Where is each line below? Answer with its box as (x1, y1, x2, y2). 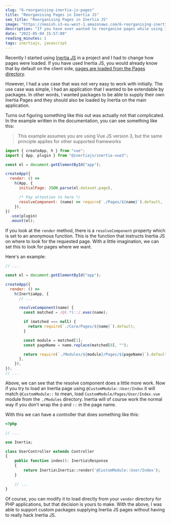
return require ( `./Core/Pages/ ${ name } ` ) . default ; (27, 324, 136, 329)
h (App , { (14, 181, 33, 186)
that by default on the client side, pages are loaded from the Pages (5, 65, 146, 71)
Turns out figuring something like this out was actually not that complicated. (5, 112, 164, 118)
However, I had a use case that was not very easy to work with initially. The (5, 80, 163, 87)
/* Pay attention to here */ (18, 195, 81, 200)
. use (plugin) (10, 213, 38, 219)
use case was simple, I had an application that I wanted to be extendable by (5, 86, 164, 92)
